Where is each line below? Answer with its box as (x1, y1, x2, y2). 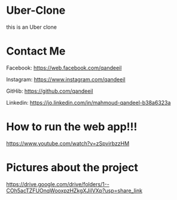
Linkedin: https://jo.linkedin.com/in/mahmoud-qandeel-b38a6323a (6, 99, 171, 106)
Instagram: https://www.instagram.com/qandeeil (6, 75, 126, 83)
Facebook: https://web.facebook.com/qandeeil (6, 64, 122, 71)
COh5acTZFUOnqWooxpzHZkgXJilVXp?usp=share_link (6, 187, 142, 194)
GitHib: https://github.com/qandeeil (6, 87, 94, 95)
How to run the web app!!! (6, 120, 138, 134)
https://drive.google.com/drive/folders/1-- (6, 180, 109, 187)
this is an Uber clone (6, 23, 57, 31)
